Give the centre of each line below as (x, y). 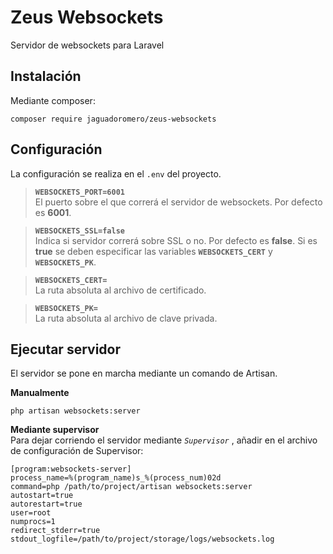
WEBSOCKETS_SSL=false (79, 231)
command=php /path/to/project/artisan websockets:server (131, 487)
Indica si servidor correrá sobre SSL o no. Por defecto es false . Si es (176, 240)
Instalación (46, 76)
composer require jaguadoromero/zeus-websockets (113, 119)
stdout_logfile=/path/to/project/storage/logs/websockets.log (142, 539)
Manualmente (40, 393)
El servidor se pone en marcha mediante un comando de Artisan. (144, 373)
